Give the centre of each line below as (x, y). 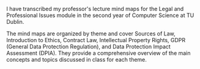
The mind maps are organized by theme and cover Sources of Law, (91, 34)
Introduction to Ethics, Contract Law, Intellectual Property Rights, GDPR (96, 40)
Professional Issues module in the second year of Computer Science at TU (100, 15)
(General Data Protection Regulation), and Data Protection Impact (89, 46)
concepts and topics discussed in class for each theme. (76, 60)
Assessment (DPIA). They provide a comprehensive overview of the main (98, 53)
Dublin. (15, 22)
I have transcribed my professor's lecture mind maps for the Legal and (95, 9)
